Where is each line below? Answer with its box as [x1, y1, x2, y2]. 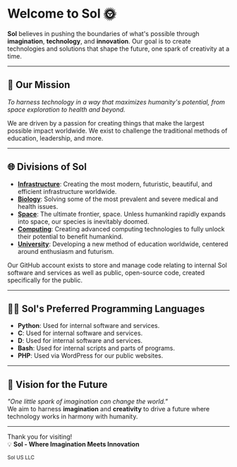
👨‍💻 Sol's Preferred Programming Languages [7, 303, 205, 315]
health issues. [17, 202, 59, 210]
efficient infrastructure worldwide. [17, 187, 117, 195]
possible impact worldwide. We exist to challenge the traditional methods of [7, 126, 228, 135]
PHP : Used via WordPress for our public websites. [17, 351, 164, 360]
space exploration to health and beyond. [7, 105, 126, 114]
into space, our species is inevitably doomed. [17, 217, 150, 226]
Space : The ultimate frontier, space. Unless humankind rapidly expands [17, 210, 226, 218]
